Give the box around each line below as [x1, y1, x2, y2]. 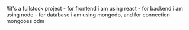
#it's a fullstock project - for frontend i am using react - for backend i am [6, 5, 184, 12]
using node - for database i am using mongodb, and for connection [6, 11, 170, 18]
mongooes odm [6, 18, 45, 24]
